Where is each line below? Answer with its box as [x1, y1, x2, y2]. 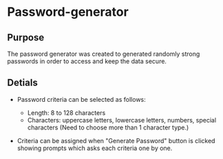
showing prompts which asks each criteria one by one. [17, 144, 173, 152]
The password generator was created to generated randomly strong [7, 50, 200, 58]
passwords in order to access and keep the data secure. [7, 57, 167, 65]
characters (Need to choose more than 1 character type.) [27, 123, 189, 131]
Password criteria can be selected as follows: [17, 95, 146, 103]
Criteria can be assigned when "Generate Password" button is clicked [17, 136, 215, 145]
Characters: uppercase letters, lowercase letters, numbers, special [27, 116, 217, 124]
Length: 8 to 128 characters [27, 108, 106, 117]
